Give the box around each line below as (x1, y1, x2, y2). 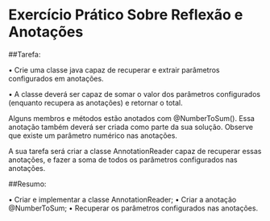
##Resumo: (8, 179, 47, 189)
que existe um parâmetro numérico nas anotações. (8, 131, 177, 140)
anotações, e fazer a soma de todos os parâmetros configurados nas (8, 155, 238, 165)
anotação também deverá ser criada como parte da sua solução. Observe (8, 122, 254, 131)
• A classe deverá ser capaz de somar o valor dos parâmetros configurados (8, 89, 260, 98)
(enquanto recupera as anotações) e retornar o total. (8, 98, 183, 107)
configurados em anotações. (8, 73, 104, 83)
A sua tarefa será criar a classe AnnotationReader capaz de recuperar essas (8, 146, 262, 156)
